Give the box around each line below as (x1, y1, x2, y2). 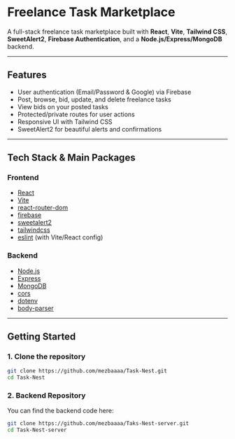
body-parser (17, 304, 54, 312)
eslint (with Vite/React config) (17, 233, 104, 242)
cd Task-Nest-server (7, 426, 68, 434)
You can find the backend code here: (7, 407, 114, 415)
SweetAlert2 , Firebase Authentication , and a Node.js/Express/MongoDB (7, 34, 222, 43)
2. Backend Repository (7, 391, 86, 400)
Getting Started (7, 330, 76, 343)
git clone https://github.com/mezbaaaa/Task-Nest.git (7, 368, 168, 375)
